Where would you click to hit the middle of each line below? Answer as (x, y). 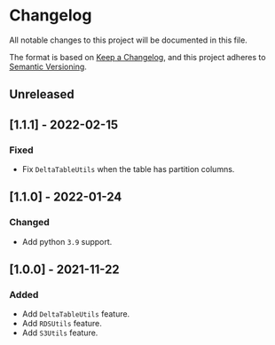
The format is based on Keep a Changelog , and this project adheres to (137, 57)
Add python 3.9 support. (67, 241)
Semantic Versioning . (48, 67)
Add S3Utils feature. (60, 333)
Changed (30, 223)
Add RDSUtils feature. (62, 324)
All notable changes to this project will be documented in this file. (129, 40)
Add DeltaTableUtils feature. (76, 314)
